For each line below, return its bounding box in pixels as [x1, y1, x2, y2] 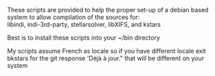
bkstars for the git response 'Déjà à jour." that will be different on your [7, 54, 205, 62]
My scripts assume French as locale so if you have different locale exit [7, 47, 206, 55]
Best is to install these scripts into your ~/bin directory [7, 34, 160, 42]
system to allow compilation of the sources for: [7, 13, 140, 21]
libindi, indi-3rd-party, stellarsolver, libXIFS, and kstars [7, 21, 161, 28]
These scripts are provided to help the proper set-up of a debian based [7, 6, 209, 14]
